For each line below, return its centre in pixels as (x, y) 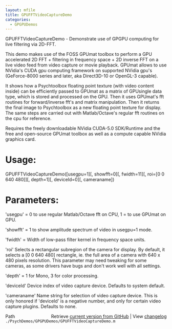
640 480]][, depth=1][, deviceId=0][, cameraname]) (60, 180)
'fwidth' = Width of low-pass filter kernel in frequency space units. (76, 240)
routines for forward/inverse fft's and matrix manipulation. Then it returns (82, 102)
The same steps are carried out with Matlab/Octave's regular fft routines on (85, 113)
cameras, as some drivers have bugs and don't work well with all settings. (83, 266)
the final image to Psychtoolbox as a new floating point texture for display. (83, 107)
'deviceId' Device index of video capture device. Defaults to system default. (85, 286)
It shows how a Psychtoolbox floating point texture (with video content (80, 86)
